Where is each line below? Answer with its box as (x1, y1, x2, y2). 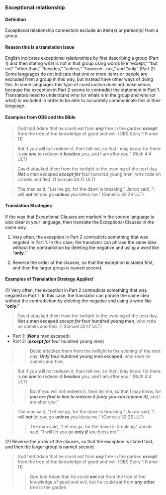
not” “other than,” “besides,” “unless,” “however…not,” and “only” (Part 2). (5, 66, 157, 72)
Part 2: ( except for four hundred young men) (12, 338, 104, 344)
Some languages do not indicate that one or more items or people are (5, 71, 148, 77)
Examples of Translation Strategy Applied (5, 276, 93, 282)
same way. (5, 224, 27, 230)
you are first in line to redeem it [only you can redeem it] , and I (29, 393, 161, 399)
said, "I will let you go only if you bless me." (29, 429, 120, 435)
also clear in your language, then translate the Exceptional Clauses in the (5, 219, 154, 225)
